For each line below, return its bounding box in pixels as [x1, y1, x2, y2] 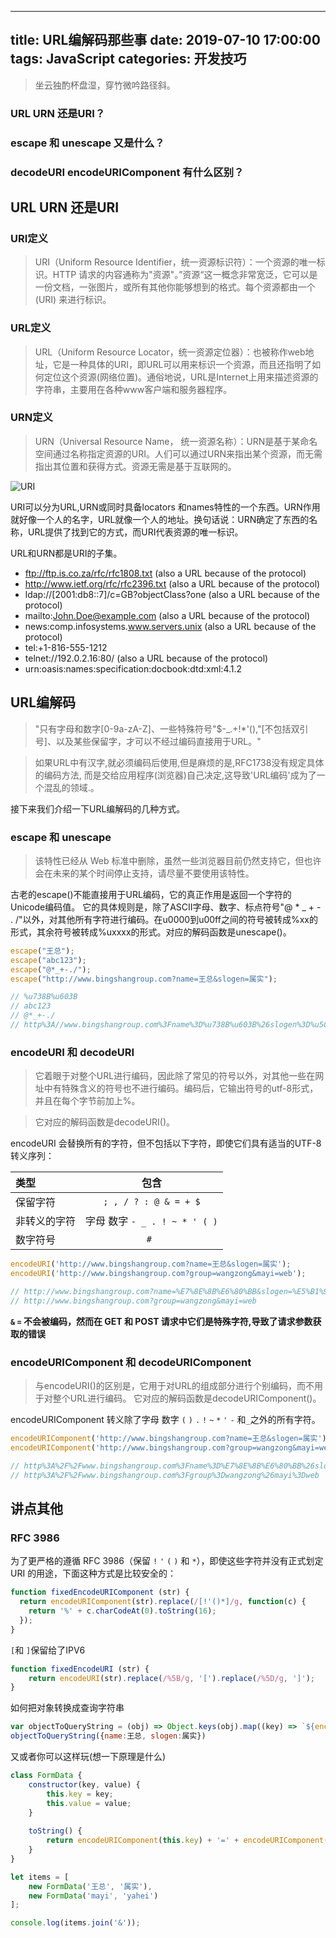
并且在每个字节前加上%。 [34, 1095, 141, 1107]
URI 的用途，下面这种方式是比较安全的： [10, 1567, 177, 1580]
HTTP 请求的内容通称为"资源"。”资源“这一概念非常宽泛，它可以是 [52, 269, 318, 281]
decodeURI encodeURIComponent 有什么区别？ [10, 165, 245, 179]
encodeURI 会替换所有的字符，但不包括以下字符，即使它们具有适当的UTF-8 [10, 1137, 322, 1150]
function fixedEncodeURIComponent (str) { [10, 1587, 190, 1598]
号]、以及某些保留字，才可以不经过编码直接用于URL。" [34, 735, 262, 747]
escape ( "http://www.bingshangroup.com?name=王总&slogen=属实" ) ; [10, 974, 278, 984]
